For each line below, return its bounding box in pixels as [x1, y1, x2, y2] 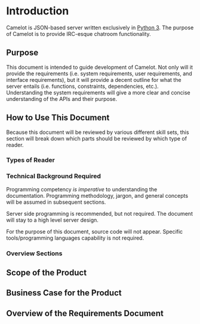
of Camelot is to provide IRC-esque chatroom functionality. [6, 30, 151, 37]
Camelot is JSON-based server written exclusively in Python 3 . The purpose [6, 24, 194, 31]
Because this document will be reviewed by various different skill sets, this [6, 129, 189, 136]
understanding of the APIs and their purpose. [6, 95, 118, 102]
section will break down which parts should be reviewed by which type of [6, 135, 187, 142]
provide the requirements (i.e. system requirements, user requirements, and [6, 70, 192, 77]
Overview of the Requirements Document [6, 308, 164, 318]
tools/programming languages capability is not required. [6, 234, 144, 242]
